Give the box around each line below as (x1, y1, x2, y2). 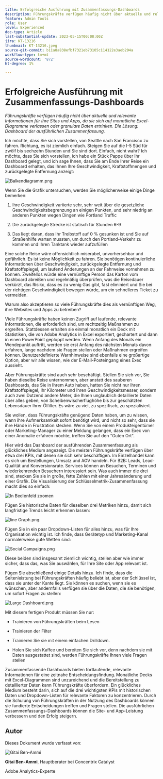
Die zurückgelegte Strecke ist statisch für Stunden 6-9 (12, 222, 121, 228)
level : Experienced (5, 25, 45, 30)
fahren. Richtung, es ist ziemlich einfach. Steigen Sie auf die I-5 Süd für (5, 143, 148, 149)
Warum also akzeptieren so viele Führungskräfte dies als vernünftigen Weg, (5, 301, 156, 307)
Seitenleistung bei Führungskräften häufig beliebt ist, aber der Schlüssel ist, (5, 575, 156, 581)
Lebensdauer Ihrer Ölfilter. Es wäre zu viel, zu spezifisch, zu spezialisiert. (5, 403, 151, 409)
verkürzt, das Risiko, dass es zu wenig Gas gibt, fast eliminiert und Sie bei (5, 282, 153, 288)
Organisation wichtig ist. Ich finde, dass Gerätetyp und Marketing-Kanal (5, 531, 148, 537)
